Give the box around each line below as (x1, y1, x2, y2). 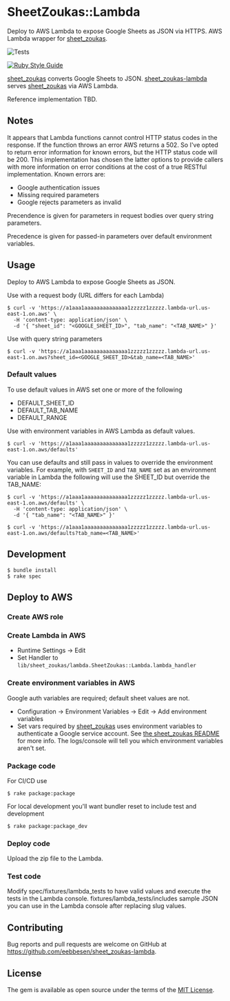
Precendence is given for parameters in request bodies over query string (7, 211, 214, 219)
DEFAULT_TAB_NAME (17, 406, 79, 414)
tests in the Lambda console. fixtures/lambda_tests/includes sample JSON (7, 894, 218, 903)
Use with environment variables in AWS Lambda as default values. (7, 427, 195, 435)
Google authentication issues (17, 183, 101, 192)
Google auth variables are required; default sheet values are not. (7, 694, 190, 702)
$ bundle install (7, 567, 57, 574)
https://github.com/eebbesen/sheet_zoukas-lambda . (7, 947, 157, 956)
